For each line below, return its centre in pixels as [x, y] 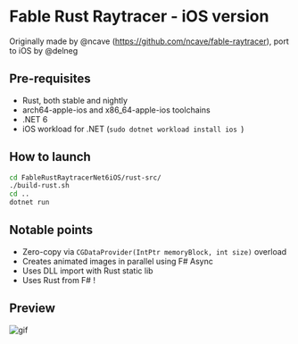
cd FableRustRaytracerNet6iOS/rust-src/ [86, 177]
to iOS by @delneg [44, 50]
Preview [33, 309]
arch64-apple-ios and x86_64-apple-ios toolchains [116, 110]
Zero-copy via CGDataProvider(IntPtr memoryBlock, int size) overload [154, 251]
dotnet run [29, 203]
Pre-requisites [50, 79]
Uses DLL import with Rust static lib [87, 271]
